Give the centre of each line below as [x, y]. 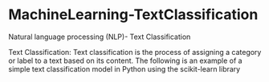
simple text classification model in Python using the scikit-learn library [124, 68]
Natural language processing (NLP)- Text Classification [100, 37]
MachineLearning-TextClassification [133, 15]
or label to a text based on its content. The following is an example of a [125, 61]
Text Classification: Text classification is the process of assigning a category [135, 52]
